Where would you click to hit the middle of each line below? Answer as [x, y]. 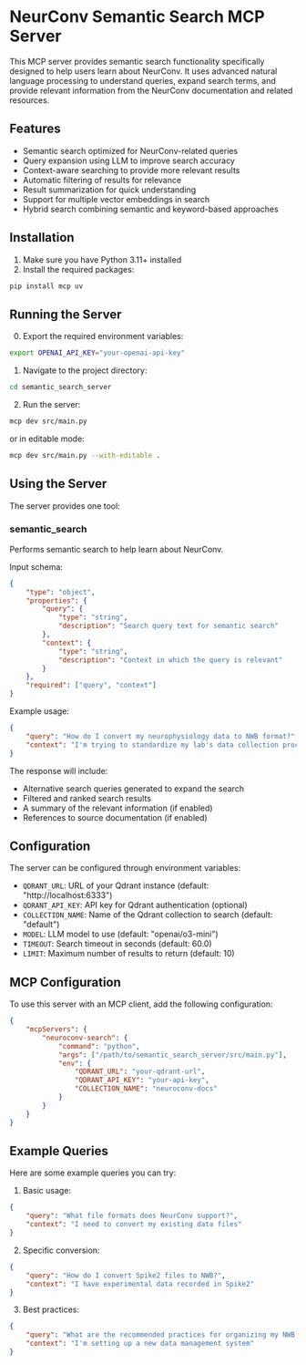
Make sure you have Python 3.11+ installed [102, 259]
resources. [30, 100]
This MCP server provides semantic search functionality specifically [137, 61]
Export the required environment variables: [103, 336]
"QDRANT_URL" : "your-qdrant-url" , [140, 1072]
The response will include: [59, 770]
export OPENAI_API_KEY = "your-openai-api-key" [97, 353]
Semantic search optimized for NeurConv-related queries [130, 150]
